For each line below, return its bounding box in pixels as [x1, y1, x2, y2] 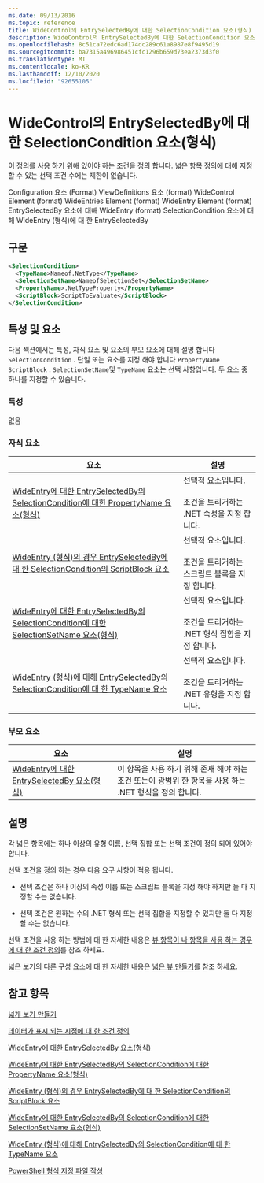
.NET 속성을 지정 [183, 508, 242, 519]
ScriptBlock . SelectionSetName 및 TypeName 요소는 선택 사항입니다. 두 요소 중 [8, 365, 248, 374]
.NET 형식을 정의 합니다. [117, 787, 202, 798]
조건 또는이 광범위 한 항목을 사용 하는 [117, 775, 246, 786]
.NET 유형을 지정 [183, 688, 242, 699]
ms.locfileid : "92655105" [8, 77, 93, 85]
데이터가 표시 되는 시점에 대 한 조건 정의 [8, 1025, 130, 1036]
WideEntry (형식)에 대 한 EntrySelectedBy [16, 216, 149, 225]
